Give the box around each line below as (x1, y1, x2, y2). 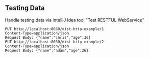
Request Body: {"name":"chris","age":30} (5, 35, 91, 40)
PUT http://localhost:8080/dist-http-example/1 (5, 27, 104, 31)
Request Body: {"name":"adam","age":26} (5, 48, 89, 53)
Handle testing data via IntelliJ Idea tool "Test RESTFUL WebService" (5, 17, 145, 23)
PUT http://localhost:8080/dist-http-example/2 (5, 39, 104, 44)
